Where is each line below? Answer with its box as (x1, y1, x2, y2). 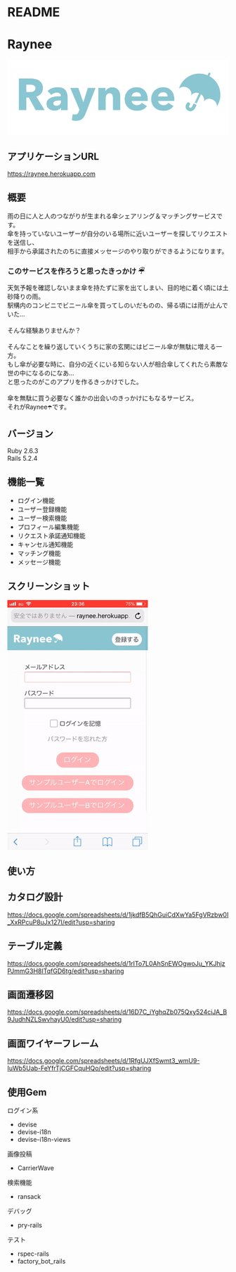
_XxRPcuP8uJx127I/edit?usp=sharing (7, 917, 115, 926)
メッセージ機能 (17, 557, 61, 566)
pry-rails (17, 1221, 42, 1230)
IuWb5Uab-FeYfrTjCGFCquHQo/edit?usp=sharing (7, 1064, 152, 1073)
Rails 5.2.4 (7, 454, 38, 462)
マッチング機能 (17, 549, 61, 557)
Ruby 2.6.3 (7, 446, 39, 454)
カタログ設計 (7, 891, 63, 903)
